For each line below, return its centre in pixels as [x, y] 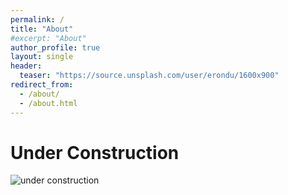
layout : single [42, 57]
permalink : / [37, 19]
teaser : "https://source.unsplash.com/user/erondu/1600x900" [149, 76]
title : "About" [42, 29]
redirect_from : [42, 85]
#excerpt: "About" [48, 38]
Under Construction [95, 152]
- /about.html [48, 103]
